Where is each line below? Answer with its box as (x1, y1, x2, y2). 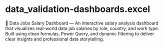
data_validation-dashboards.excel (5, 3, 150, 15)
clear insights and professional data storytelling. (5, 36, 104, 42)
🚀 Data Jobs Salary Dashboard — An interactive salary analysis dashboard (5, 20, 159, 26)
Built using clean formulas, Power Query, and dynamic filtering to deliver (5, 30, 154, 36)
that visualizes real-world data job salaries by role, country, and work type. (5, 25, 159, 31)
